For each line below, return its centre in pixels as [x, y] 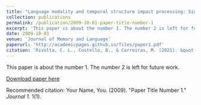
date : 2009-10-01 [28, 34]
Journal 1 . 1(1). [24, 96]
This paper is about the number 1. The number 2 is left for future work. [93, 67]
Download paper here [33, 78]
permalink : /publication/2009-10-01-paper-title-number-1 [80, 23]
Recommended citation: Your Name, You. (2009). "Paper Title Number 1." [96, 90]
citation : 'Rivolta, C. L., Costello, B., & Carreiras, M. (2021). [92, 50]
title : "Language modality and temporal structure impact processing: [96, 12]
